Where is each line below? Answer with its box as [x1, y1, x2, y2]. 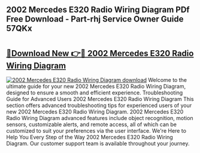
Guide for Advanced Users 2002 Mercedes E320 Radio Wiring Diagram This [6, 96, 194, 102]
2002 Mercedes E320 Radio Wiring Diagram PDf [6, 5, 190, 15]
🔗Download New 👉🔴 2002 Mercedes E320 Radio [6, 48, 194, 59]
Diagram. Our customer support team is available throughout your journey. [6, 140, 190, 147]
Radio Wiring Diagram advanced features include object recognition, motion [6, 115, 193, 121]
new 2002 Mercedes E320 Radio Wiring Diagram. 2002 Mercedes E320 [6, 108, 184, 115]
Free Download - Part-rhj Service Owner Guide [6, 14, 184, 25]
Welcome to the [148, 76, 187, 83]
